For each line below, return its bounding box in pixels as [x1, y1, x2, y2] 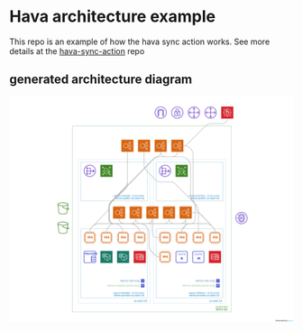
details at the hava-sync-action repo [9, 45, 145, 56]
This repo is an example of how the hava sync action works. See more [9, 36, 271, 47]
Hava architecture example [9, 6, 216, 27]
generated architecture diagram [9, 72, 193, 87]
